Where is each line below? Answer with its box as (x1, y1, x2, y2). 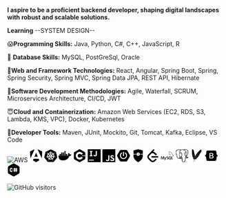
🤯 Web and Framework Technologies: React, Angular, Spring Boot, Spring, (7, 67, 219, 74)
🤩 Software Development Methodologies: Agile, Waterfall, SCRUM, (7, 87, 198, 95)
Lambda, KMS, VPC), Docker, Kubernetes (7, 115, 125, 123)
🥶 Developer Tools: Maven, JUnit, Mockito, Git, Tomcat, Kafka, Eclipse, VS (7, 129, 218, 136)
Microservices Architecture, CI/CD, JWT (7, 94, 121, 102)
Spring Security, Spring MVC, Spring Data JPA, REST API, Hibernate (7, 74, 200, 82)
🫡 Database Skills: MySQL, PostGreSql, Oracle (7, 53, 140, 61)
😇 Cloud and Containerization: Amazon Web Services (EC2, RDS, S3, (7, 108, 206, 115)
